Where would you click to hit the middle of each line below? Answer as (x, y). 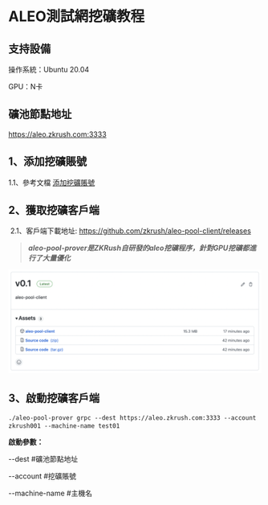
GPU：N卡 (26, 86)
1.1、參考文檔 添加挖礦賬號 (52, 183)
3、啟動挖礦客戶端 (54, 398)
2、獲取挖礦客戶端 (54, 210)
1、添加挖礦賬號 (48, 162)
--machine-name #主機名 (50, 493)
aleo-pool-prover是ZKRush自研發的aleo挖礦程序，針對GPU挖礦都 (138, 248)
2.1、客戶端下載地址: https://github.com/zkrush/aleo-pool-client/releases (130, 231)
